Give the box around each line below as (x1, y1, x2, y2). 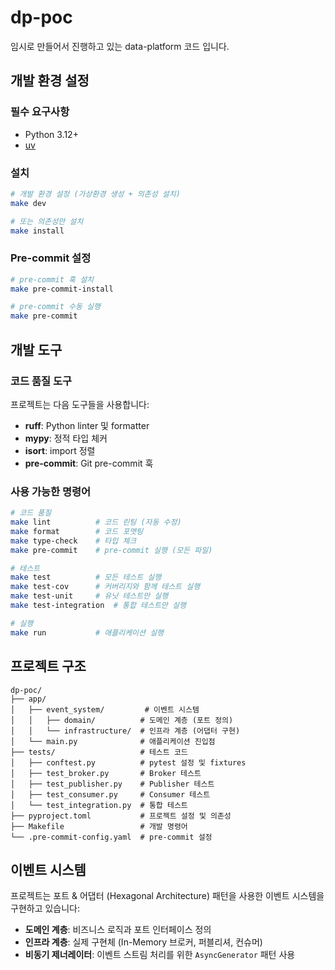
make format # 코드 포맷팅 (10, 526, 144, 536)
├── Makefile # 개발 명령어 (10, 821, 188, 831)
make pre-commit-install (10, 284, 114, 294)
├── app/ (10, 694, 47, 704)
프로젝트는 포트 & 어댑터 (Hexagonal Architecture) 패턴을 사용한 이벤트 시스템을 (10, 890, 325, 902)
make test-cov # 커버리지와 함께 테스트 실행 (10, 582, 201, 592)
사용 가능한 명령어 (10, 484, 92, 498)
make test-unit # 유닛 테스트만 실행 (10, 591, 169, 601)
